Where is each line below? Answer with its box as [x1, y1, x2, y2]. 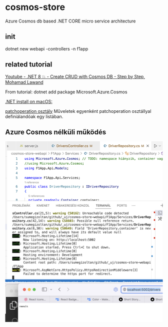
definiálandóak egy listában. [5, 113, 63, 119]
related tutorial [5, 60, 52, 69]
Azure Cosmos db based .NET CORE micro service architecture [5, 18, 136, 24]
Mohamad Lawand [5, 79, 43, 85]
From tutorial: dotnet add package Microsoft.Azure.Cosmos [5, 89, 127, 95]
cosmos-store [5, 1, 65, 13]
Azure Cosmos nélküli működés [5, 128, 106, 136]
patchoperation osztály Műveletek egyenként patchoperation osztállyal [5, 108, 151, 114]
